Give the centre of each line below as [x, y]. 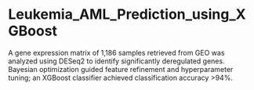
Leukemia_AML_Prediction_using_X [127, 14]
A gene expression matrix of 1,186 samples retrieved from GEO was [116, 52]
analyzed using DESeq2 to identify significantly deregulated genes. [116, 61]
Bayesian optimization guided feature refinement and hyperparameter [121, 69]
